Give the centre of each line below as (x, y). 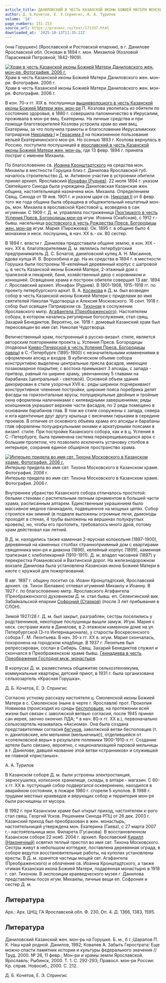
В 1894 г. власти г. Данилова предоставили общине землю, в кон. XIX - (80, 243)
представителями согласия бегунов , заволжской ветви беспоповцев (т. (81, 729)
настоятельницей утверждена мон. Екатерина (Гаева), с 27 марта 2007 (81, 827)
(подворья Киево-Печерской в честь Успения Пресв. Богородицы (75, 347)
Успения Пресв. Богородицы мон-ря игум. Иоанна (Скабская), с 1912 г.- (82, 218)
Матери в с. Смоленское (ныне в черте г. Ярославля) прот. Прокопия (79, 703)
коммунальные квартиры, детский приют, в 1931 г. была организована (80, 673)
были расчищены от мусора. (35, 801)
